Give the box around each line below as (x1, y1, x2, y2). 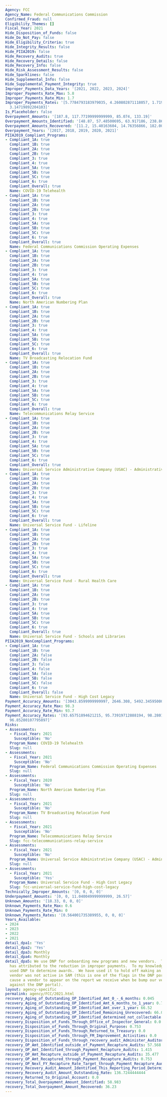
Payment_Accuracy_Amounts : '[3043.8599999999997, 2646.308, (5, 699, 133, 704)
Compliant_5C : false (9, 680, 52, 686)
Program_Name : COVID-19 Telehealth (9, 741, 83, 746)
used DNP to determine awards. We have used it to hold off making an (9, 968, 162, 973)
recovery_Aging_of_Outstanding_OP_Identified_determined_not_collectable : (5, 1015, 164, 1020)
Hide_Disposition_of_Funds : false (5, 30, 77, 35)
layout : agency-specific (5, 987, 57, 992)
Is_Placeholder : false (5, 109, 52, 115)
